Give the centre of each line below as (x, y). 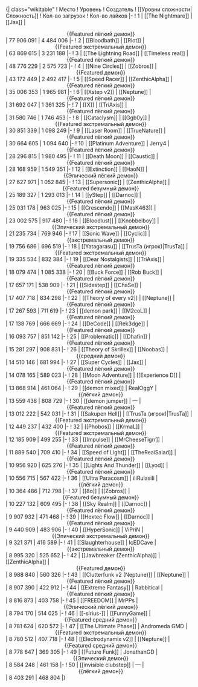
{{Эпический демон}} (101, 658)
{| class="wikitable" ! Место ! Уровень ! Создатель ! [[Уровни (83, 9)
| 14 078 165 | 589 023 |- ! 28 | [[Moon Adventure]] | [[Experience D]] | (93, 375)
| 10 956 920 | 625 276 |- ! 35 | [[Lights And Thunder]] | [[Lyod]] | (87, 465)
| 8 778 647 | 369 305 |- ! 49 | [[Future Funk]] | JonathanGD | (82, 652)
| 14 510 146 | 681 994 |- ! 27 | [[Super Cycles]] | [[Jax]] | (76, 362)
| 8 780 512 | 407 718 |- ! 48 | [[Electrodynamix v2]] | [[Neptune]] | (88, 639)
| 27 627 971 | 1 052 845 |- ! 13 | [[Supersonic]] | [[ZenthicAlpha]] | (88, 182)
